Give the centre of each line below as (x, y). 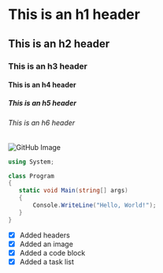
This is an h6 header (42, 123)
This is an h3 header (48, 66)
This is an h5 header (43, 103)
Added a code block (52, 252)
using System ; (31, 162)
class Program (31, 176)
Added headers (45, 235)
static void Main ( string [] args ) (73, 191)
